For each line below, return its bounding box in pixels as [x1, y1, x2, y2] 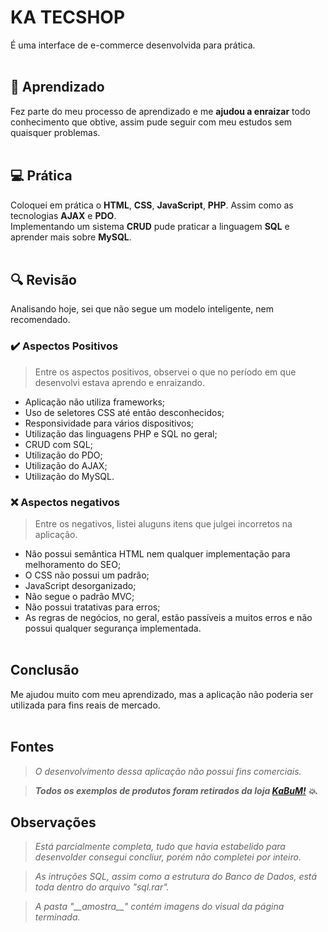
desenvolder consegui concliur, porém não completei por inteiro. [34, 851, 302, 863]
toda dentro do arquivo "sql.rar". [34, 881, 170, 893]
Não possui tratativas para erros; [24, 601, 161, 613]
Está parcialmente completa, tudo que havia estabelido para [34, 841, 286, 853]
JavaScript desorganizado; [24, 579, 137, 591]
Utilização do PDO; [24, 449, 103, 461]
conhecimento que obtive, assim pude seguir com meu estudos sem [10, 116, 293, 128]
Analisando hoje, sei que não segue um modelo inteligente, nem [10, 303, 274, 315]
